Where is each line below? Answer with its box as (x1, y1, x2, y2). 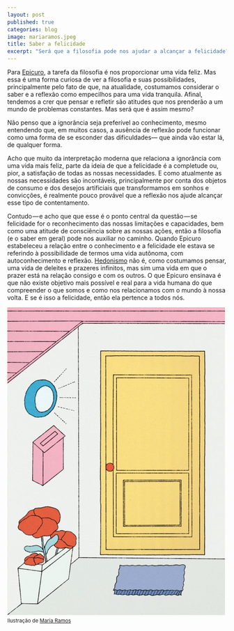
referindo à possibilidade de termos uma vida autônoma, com (7, 249, 184, 257)
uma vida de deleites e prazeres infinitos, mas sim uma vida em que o (7, 264, 208, 272)
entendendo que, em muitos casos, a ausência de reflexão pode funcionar (7, 126, 221, 134)
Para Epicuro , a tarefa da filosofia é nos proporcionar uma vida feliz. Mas (7, 68, 217, 76)
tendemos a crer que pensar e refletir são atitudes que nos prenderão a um (7, 98, 224, 106)
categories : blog (7, 26, 58, 33)
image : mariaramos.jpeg (7, 33, 77, 40)
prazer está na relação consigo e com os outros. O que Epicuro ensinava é (7, 272, 221, 279)
